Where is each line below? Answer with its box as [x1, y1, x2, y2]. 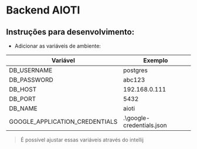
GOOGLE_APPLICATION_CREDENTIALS [9, 118, 118, 126]
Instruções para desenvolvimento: [6, 27, 135, 37]
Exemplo [143, 56, 168, 65]
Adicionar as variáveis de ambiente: [14, 42, 101, 49]
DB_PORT [9, 95, 36, 103]
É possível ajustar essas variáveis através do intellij [20, 136, 144, 143]
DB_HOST [9, 86, 37, 93]
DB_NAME [9, 104, 38, 112]
